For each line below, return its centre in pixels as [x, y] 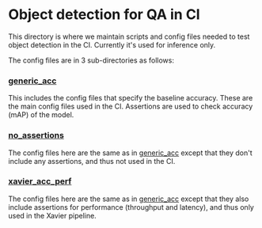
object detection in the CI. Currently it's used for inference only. [112, 44]
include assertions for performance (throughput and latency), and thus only [131, 207]
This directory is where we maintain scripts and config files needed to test [129, 36]
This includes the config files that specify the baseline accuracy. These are [131, 98]
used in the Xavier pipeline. [52, 215]
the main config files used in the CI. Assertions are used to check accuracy [131, 106]
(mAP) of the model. [41, 115]
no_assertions [36, 135]
